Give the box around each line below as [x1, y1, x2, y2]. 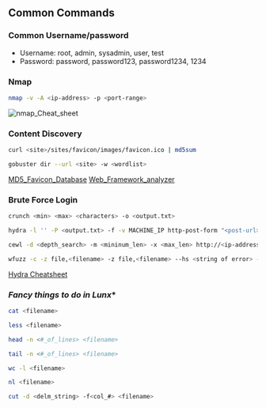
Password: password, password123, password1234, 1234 [19, 56, 207, 66]
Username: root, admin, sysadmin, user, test [19, 47, 165, 58]
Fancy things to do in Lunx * [8, 289, 116, 300]
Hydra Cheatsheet [8, 269, 68, 279]
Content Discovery [8, 128, 82, 139]
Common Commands [8, 6, 115, 20]
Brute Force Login [8, 194, 78, 205]
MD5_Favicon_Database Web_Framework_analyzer [8, 174, 176, 184]
